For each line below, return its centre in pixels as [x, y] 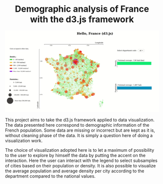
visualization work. [24, 141]
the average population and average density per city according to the [75, 171]
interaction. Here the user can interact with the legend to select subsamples [81, 161]
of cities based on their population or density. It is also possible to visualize [81, 166]
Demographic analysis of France [82, 9]
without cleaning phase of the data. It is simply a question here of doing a [79, 136]
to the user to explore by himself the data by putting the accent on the [75, 156]
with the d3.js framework [82, 19]
